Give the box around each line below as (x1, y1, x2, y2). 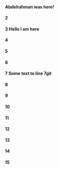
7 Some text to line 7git (5, 70, 52, 76)
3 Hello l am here (5, 26, 40, 32)
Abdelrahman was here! (5, 4, 55, 10)
